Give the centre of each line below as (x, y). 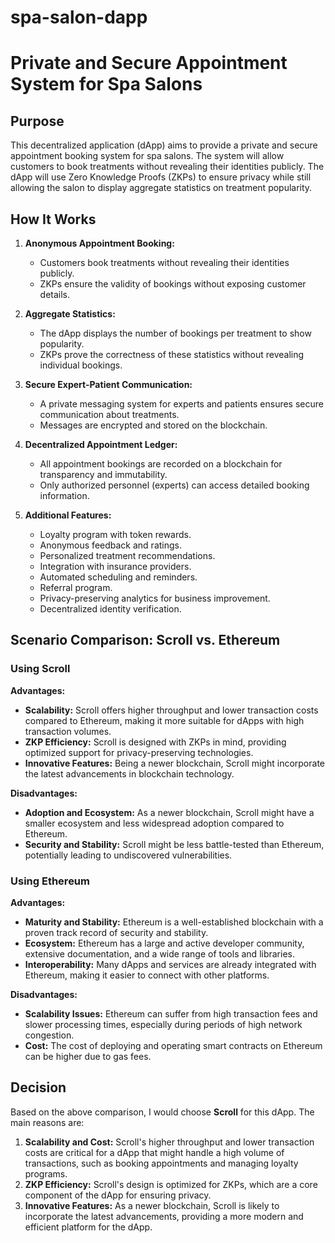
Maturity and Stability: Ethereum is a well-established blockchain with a (174, 922)
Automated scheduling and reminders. (118, 577)
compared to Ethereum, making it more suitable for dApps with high (164, 720)
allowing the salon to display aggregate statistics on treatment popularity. (161, 188)
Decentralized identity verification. (110, 609)
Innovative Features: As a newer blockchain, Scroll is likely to (152, 1205)
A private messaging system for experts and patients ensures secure (181, 404)
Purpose (37, 121)
